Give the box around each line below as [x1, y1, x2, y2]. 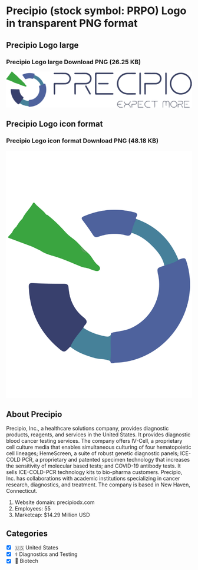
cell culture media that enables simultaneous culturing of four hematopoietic [6, 443, 192, 451]
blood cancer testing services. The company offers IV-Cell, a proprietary [6, 438, 183, 445]
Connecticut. [6, 488, 38, 495]
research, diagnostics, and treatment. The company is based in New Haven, [6, 481, 190, 488]
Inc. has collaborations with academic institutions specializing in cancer [6, 475, 180, 482]
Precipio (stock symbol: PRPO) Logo [6, 4, 187, 18]
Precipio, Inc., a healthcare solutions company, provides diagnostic [6, 425, 169, 432]
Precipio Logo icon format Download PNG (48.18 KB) [6, 137, 159, 145]
